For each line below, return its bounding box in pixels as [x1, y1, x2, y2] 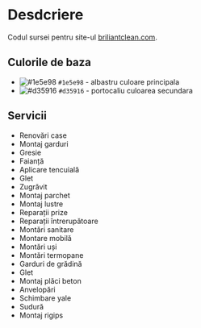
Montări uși [19, 242, 57, 251]
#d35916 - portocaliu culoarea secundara [58, 85, 193, 95]
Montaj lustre [19, 199, 64, 209]
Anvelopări [19, 284, 56, 294]
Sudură [19, 301, 44, 311]
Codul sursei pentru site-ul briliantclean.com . [7, 32, 158, 42]
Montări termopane [19, 250, 84, 259]
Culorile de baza [7, 56, 92, 69]
